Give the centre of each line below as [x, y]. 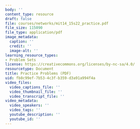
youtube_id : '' [25, 119]
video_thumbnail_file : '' [36, 92]
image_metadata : [22, 37]
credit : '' [21, 46]
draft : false [18, 19]
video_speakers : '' [29, 105]
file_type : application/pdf [34, 32]
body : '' [14, 10]
